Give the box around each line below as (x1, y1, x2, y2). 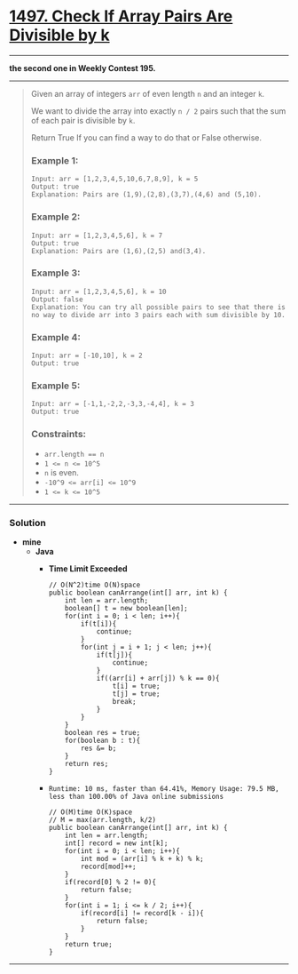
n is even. (43, 467, 80, 477)
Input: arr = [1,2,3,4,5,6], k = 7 (30, 231, 163, 240)
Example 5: (30, 379, 81, 392)
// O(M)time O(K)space (48, 808, 133, 817)
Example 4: (30, 331, 82, 343)
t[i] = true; (112, 682, 161, 691)
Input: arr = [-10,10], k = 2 (30, 351, 144, 361)
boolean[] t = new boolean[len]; (65, 604, 188, 613)
